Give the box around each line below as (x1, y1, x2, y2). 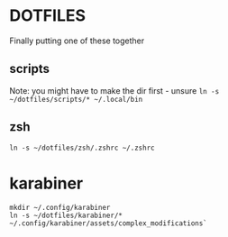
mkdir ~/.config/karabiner (9, 203, 111, 212)
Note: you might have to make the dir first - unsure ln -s (9, 85, 220, 96)
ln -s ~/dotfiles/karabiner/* (9, 211, 123, 220)
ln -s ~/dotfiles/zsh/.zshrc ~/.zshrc (9, 143, 155, 152)
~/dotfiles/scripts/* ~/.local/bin (9, 95, 143, 104)
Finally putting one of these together (9, 35, 145, 46)
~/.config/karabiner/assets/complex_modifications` (9, 218, 207, 228)
